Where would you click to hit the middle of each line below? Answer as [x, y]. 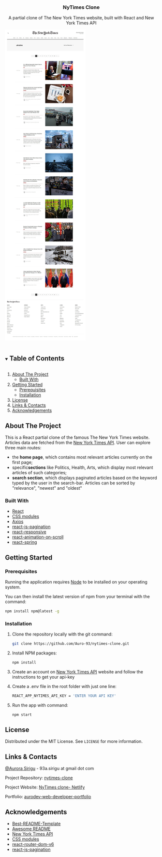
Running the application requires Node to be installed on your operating [76, 582]
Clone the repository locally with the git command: [62, 634]
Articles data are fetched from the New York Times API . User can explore [78, 442]
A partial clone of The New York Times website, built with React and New [81, 18]
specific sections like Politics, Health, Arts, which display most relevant [82, 467]
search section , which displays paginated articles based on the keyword [84, 478]
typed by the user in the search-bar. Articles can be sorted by [74, 483]
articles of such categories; [39, 472]
